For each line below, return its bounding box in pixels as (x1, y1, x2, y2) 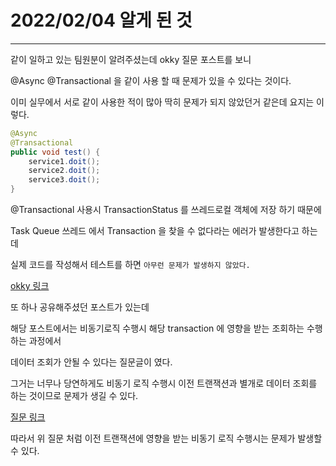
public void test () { (10, 147, 101, 157)
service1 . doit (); (28, 156, 101, 166)
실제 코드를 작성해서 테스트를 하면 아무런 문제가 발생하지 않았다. (10, 259, 251, 271)
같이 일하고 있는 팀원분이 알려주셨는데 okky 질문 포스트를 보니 (10, 53, 252, 65)
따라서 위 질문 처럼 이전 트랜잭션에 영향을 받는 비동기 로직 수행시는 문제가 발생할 (10, 432, 323, 445)
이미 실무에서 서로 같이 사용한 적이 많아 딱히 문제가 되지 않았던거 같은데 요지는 (10, 96, 315, 108)
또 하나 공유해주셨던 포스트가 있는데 (10, 301, 150, 313)
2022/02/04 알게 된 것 (10, 9, 193, 32)
